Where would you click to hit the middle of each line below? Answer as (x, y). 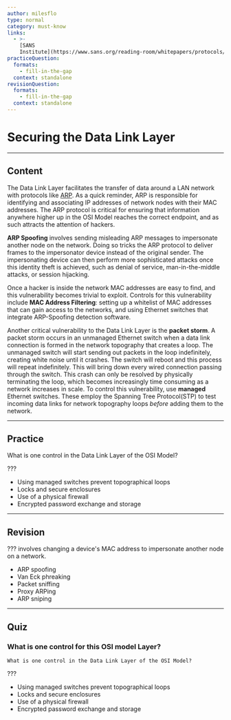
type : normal (26, 20)
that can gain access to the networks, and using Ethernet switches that (108, 309)
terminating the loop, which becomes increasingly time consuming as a (108, 381)
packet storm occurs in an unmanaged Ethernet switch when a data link (109, 338)
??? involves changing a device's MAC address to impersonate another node (115, 549)
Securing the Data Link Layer (91, 137)
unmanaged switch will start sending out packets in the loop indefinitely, (109, 352)
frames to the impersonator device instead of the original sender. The (106, 252)
